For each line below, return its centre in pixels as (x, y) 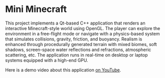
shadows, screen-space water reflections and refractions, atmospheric (78, 49)
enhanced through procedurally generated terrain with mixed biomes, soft (81, 44)
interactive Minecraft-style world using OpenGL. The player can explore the (83, 28)
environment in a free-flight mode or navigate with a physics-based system (82, 33)
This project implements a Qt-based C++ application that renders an (75, 23)
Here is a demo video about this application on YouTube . (63, 70)
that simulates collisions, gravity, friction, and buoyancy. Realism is (74, 39)
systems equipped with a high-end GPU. (47, 60)
